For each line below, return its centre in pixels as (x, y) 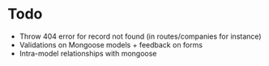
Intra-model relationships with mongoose (88, 53)
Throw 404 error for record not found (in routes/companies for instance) (140, 36)
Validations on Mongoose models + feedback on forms (111, 44)
